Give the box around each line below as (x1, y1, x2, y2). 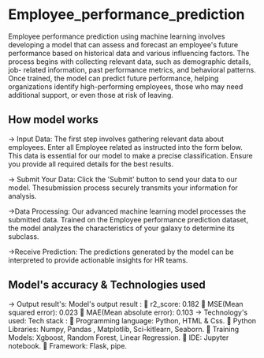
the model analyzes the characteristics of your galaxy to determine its (8, 223, 235, 233)
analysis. (8, 191, 37, 200)
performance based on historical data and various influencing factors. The (8, 48, 250, 58)
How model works (8, 113, 99, 127)
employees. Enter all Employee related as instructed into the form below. (8, 142, 243, 151)
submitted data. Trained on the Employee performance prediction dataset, (8, 214, 249, 224)
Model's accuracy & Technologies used (8, 278, 206, 292)
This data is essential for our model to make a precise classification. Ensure (8, 151, 254, 160)
